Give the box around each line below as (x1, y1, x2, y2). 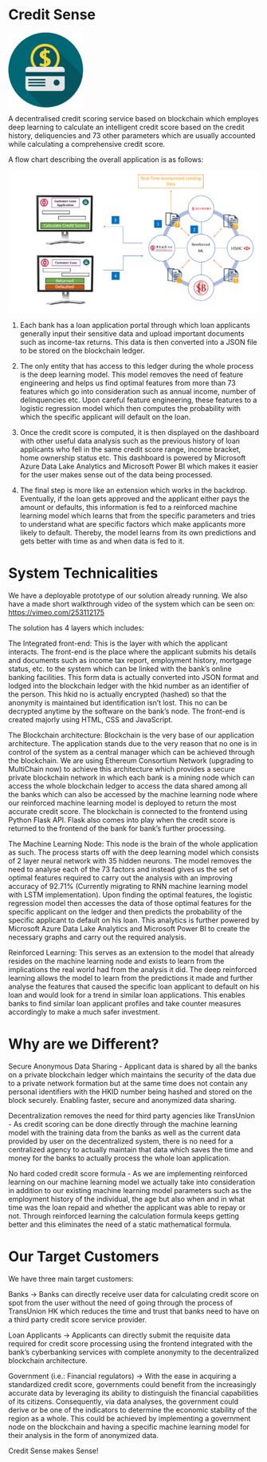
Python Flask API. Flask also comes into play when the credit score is (8, 815, 236, 824)
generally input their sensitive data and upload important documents (19, 329, 245, 338)
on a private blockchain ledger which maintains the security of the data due (8, 1069, 257, 1079)
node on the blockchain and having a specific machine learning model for (8, 1422, 249, 1432)
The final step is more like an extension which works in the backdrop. (19, 485, 248, 495)
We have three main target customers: (8, 1274, 134, 1283)
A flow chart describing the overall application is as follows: (8, 155, 204, 164)
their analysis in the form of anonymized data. (8, 1430, 159, 1440)
